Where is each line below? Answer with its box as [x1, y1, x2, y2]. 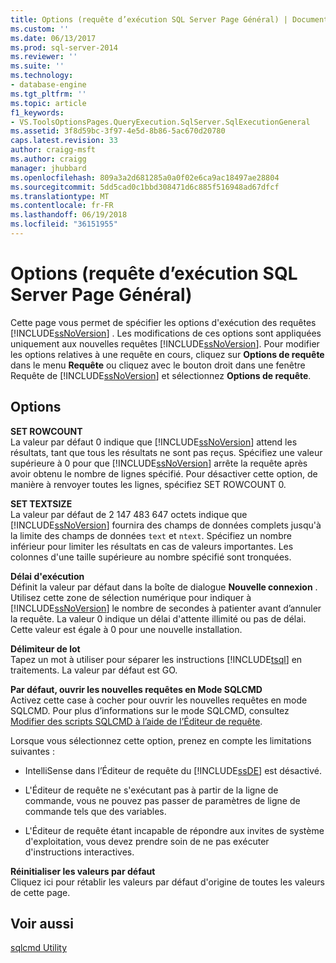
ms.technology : [10, 71, 74, 81]
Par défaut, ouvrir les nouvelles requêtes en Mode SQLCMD [10, 683, 263, 695]
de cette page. [10, 886, 71, 898]
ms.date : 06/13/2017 [10, 33, 97, 43]
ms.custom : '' [10, 24, 70, 34]
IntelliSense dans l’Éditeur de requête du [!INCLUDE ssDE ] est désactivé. [24, 764, 322, 776]
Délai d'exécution [10, 570, 85, 582]
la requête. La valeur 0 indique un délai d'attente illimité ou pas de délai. [10, 612, 307, 625]
